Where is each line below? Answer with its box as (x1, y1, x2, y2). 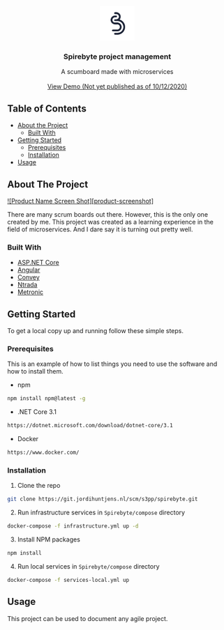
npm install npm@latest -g (7, 395, 86, 402)
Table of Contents (7, 102, 87, 114)
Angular (17, 266, 40, 274)
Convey (17, 273, 40, 282)
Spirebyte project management (63, 52, 172, 61)
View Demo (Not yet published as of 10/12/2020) (47, 82, 187, 91)
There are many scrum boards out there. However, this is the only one (7, 210, 208, 218)
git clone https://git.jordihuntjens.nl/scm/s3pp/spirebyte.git (7, 495, 198, 503)
